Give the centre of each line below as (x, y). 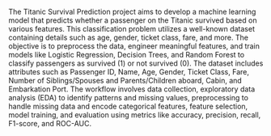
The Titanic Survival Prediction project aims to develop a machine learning (132, 12)
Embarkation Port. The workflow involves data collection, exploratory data (132, 89)
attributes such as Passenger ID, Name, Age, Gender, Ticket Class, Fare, (129, 72)
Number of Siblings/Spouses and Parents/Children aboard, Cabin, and (125, 81)
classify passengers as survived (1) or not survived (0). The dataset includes (136, 63)
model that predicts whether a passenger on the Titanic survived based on (133, 20)
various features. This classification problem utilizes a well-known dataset (132, 29)
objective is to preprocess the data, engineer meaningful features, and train (134, 46)
